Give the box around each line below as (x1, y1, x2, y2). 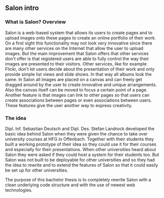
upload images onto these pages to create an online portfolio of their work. (5, 35, 156, 41)
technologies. (5, 187, 33, 193)
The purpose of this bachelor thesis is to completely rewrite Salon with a (5, 176, 151, 182)
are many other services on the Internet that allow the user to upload (5, 45, 143, 51)
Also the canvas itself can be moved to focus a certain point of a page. (5, 87, 148, 92)
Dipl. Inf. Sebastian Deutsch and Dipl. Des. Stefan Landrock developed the (5, 126, 155, 132)
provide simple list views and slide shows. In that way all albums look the (5, 71, 152, 77)
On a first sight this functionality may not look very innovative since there (5, 40, 153, 46)
